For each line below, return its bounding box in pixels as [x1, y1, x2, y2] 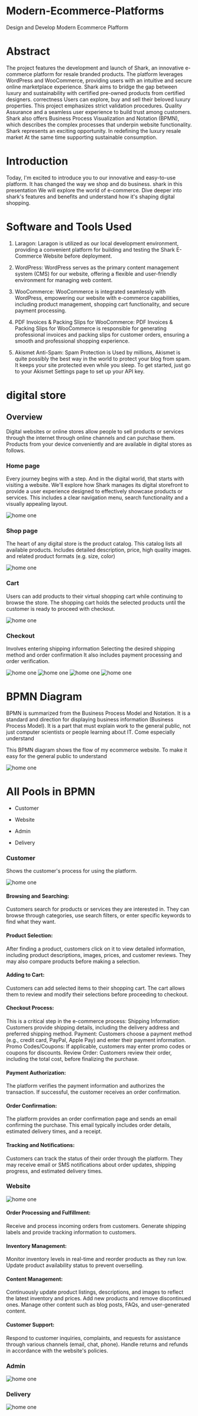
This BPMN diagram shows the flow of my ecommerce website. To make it [6, 746, 187, 753]
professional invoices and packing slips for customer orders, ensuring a [14, 331, 190, 338]
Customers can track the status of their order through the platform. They [6, 1155, 183, 1162]
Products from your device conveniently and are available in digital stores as [6, 441, 192, 448]
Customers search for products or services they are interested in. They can [6, 905, 190, 913]
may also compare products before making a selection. [6, 958, 141, 965]
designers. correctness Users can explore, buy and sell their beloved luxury [6, 96, 191, 103]
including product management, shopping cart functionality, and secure [14, 300, 190, 308]
